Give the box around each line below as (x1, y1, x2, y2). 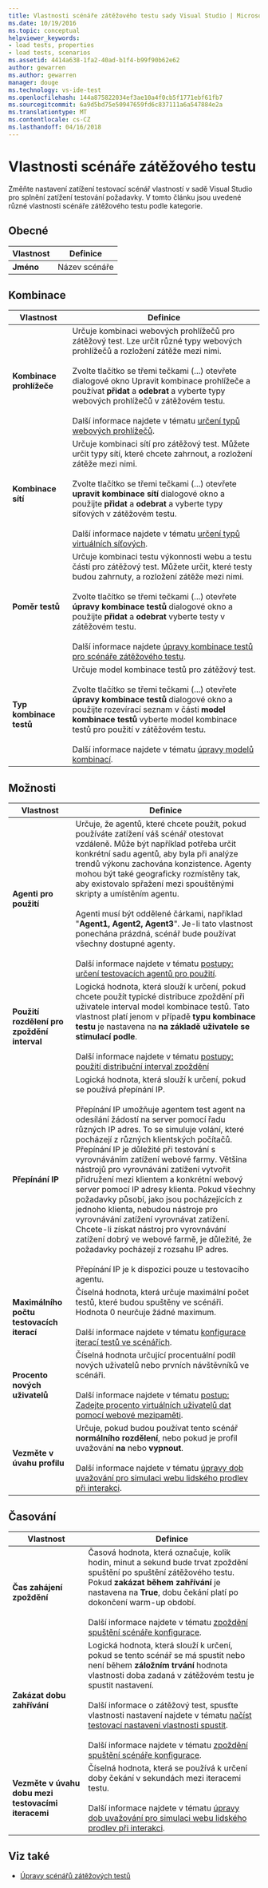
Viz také (8, 1850, 50, 1863)
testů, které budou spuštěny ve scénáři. (75, 1297, 224, 1308)
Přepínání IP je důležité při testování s (75, 1144, 216, 1155)
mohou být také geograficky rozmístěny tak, (75, 868, 241, 880)
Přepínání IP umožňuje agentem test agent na (75, 1104, 246, 1115)
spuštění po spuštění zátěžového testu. (88, 1567, 235, 1578)
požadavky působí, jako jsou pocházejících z (75, 1194, 243, 1205)
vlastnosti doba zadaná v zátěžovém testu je (88, 1669, 255, 1680)
